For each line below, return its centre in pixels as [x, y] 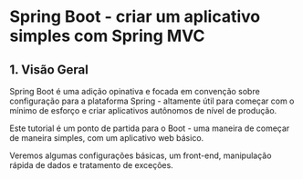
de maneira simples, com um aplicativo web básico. [107, 138]
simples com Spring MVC [107, 36]
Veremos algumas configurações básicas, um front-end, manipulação [141, 155]
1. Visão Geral [49, 70]
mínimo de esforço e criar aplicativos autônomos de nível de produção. [143, 110]
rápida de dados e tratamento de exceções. [91, 165]
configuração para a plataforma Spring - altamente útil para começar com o [152, 101]
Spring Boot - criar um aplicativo [135, 17]
